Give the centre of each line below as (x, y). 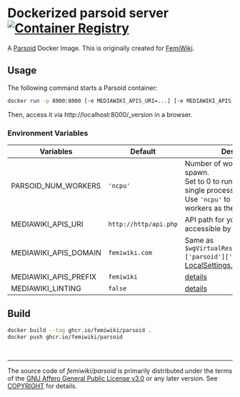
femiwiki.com (130, 252)
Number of (203, 164)
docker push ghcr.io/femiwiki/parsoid (65, 337)
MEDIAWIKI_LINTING (46, 288)
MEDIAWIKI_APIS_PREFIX (54, 276)
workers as (203, 208)
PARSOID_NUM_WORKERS (56, 186)
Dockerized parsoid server (88, 13)
